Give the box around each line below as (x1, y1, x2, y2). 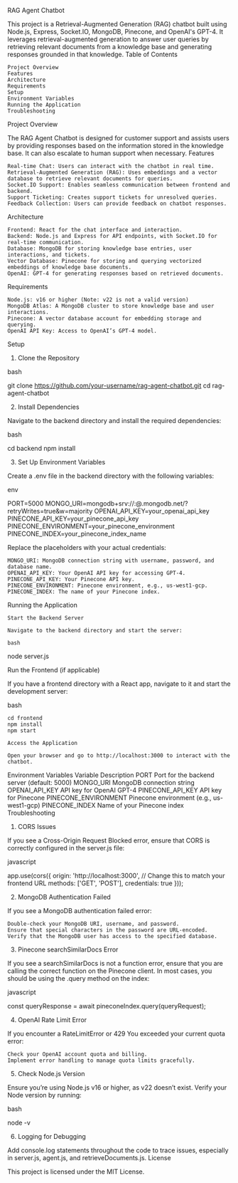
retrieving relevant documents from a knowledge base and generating (7, 43, 212, 51)
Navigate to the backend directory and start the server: (7, 627, 183, 634)
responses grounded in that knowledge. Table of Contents (7, 50, 178, 58)
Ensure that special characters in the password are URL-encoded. (7, 927, 208, 934)
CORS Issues (17, 823, 57, 830)
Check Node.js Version (17, 1070, 85, 1078)
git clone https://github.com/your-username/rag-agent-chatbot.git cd (7, 381, 211, 390)
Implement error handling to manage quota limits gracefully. (7, 1057, 195, 1064)
